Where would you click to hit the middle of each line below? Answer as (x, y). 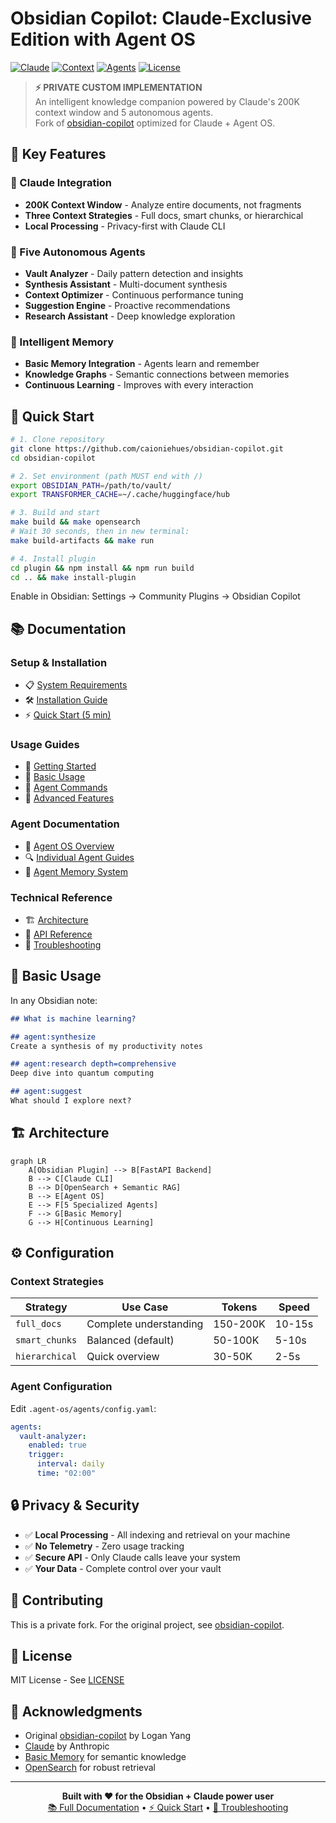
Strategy (46, 1307)
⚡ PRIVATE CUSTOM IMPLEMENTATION (118, 87)
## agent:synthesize (53, 1037)
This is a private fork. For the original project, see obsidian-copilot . (147, 1624)
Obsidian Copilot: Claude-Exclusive (161, 18)
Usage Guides (45, 745)
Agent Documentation (65, 824)
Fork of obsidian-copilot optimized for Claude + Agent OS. (155, 123)
